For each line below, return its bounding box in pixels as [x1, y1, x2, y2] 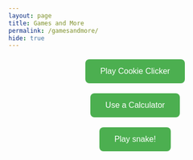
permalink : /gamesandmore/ [8, 26, 99, 34]
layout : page [8, 11, 52, 20]
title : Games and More [8, 19, 84, 27]
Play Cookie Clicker [100, 66, 170, 76]
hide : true [8, 34, 45, 42]
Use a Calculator [105, 101, 166, 110]
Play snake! [113, 134, 157, 144]
